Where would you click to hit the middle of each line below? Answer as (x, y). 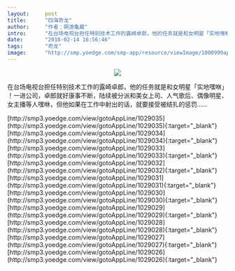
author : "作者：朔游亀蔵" (48, 27)
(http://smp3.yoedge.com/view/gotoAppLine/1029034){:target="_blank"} (113, 140)
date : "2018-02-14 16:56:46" (59, 40)
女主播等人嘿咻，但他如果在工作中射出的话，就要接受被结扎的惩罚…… (108, 104)
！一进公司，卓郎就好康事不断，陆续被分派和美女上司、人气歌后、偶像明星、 (117, 95)
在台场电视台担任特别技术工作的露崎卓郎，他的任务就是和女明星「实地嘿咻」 (117, 86)
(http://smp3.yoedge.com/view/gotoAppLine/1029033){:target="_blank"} (113, 155)
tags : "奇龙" (35, 46)
